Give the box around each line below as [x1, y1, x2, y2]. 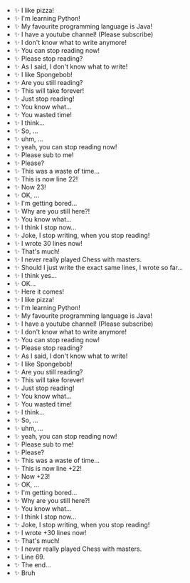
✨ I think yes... [14, 271, 57, 279]
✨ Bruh [14, 569, 36, 577]
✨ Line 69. [14, 553, 45, 561]
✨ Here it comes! [14, 287, 65, 296]
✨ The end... [14, 561, 51, 569]
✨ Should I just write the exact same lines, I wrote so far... [14, 264, 184, 271]
